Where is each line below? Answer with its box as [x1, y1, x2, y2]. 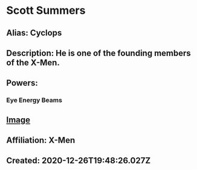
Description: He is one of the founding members [6, 48, 192, 58]
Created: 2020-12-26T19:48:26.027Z [6, 156, 151, 166]
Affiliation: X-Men [6, 135, 76, 145]
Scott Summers [6, 4, 86, 17]
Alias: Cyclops [6, 28, 62, 38]
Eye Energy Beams [6, 96, 62, 104]
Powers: [6, 78, 38, 88]
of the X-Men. [6, 57, 60, 68]
